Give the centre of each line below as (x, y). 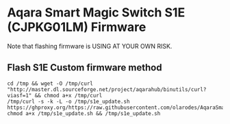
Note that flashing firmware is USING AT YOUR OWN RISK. (90, 46)
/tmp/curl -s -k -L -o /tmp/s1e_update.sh (68, 101)
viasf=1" (20, 95)
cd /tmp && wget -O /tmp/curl (50, 84)
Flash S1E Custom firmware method (85, 67)
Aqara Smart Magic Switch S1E (96, 13)
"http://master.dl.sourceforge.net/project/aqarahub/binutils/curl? (107, 89)
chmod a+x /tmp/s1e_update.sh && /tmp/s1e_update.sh (84, 113)
